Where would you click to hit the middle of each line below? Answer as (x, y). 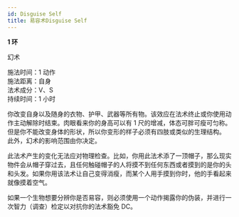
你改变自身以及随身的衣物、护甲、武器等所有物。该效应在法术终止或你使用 (116, 114)
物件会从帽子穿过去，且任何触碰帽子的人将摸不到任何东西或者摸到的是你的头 (119, 164)
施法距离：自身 (29, 81)
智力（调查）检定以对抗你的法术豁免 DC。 (75, 206)
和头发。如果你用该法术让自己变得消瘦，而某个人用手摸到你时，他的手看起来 (119, 173)
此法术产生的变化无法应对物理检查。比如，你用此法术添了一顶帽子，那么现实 (119, 155)
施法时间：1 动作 (31, 72)
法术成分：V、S (30, 90)
